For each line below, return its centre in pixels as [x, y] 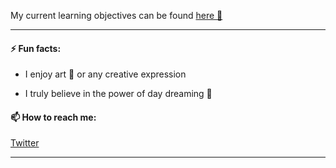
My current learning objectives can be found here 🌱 [116, 15]
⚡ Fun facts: [36, 48]
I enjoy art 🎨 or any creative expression [105, 74]
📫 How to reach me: [53, 117]
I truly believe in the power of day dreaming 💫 [118, 94]
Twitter [25, 143]
